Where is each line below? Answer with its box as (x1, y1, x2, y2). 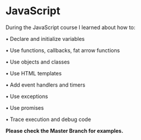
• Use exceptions (5, 93, 48, 100)
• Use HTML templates (5, 69, 62, 77)
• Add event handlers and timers (5, 81, 86, 88)
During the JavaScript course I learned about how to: (5, 24, 136, 31)
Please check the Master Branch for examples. (5, 127, 124, 134)
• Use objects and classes (5, 58, 70, 65)
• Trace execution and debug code (5, 116, 92, 123)
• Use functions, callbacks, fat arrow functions (5, 46, 120, 54)
